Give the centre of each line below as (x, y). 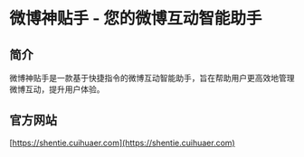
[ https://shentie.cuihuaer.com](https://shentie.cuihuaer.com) (122, 143)
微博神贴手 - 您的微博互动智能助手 (136, 18)
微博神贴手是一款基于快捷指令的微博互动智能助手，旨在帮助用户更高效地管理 (152, 78)
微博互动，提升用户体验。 (57, 89)
